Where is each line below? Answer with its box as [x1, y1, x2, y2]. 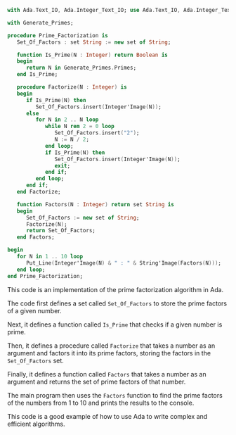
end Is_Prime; [16, 71, 58, 78]
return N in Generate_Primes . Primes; [25, 64, 137, 72]
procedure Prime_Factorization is [7, 32, 109, 39]
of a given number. [7, 306, 62, 315]
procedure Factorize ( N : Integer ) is [16, 84, 128, 91]
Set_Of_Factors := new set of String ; [25, 214, 140, 221]
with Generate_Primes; [7, 19, 74, 26]
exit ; [54, 162, 71, 169]
